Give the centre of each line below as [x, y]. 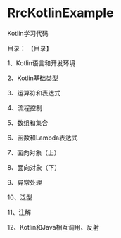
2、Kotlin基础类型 [33, 78]
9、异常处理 [25, 182]
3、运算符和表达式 [34, 93]
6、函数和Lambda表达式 [43, 138]
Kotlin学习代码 [28, 33]
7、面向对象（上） [34, 152]
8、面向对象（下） [34, 167]
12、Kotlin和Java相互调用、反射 [53, 227]
